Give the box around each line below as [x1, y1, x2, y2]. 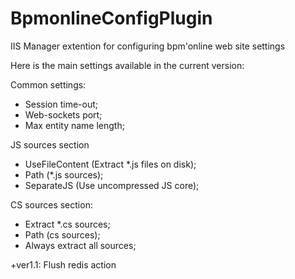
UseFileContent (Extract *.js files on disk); [24, 158, 197, 170]
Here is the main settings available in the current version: [10, 59, 245, 71]
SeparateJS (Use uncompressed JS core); [24, 179, 200, 191]
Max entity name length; [24, 119, 125, 131]
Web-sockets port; [24, 108, 103, 121]
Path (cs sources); [24, 228, 101, 241]
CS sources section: [10, 198, 93, 211]
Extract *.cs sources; [24, 218, 111, 230]
